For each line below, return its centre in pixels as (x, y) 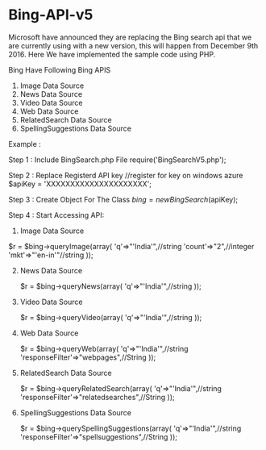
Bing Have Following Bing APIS (60, 69)
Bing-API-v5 (51, 15)
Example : (25, 144)
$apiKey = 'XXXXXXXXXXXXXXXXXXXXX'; (80, 184)
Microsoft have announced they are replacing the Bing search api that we (130, 37)
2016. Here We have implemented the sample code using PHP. (112, 54)
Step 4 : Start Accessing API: (56, 215)
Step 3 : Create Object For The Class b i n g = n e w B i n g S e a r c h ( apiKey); (123, 199)
